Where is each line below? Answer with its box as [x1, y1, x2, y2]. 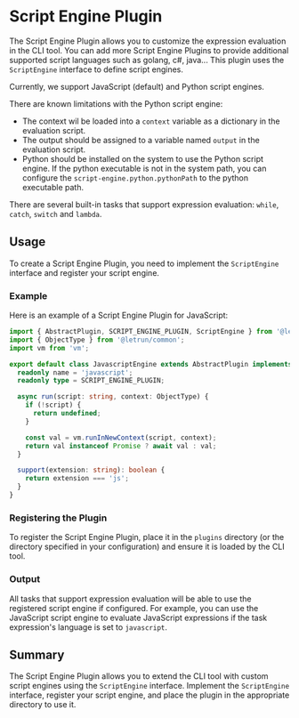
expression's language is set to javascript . [9, 621, 167, 633]
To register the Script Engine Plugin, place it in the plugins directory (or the [9, 532, 285, 543]
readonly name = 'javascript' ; [17, 367, 133, 377]
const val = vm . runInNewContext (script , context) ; [25, 433, 217, 442]
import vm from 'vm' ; [9, 343, 90, 352]
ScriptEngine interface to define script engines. [9, 64, 184, 75]
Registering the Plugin [9, 512, 108, 524]
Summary [9, 647, 65, 662]
